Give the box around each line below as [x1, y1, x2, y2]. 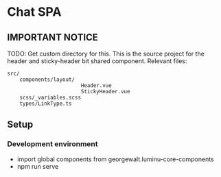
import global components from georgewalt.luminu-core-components [16, 155, 214, 163]
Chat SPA [7, 4, 62, 20]
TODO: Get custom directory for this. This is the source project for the [7, 49, 205, 58]
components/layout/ [19, 76, 75, 83]
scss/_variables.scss [19, 94, 81, 101]
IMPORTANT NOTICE [7, 32, 98, 43]
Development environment [7, 139, 98, 149]
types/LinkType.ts [19, 100, 72, 107]
